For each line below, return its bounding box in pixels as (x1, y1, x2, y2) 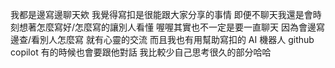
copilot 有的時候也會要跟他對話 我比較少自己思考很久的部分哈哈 (10, 46, 272, 58)
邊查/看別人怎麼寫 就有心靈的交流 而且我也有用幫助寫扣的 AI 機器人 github (10, 34, 315, 45)
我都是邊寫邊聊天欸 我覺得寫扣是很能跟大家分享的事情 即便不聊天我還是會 (10, 9, 313, 20)
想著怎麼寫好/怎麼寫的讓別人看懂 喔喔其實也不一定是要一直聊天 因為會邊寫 (18, 21, 325, 33)
